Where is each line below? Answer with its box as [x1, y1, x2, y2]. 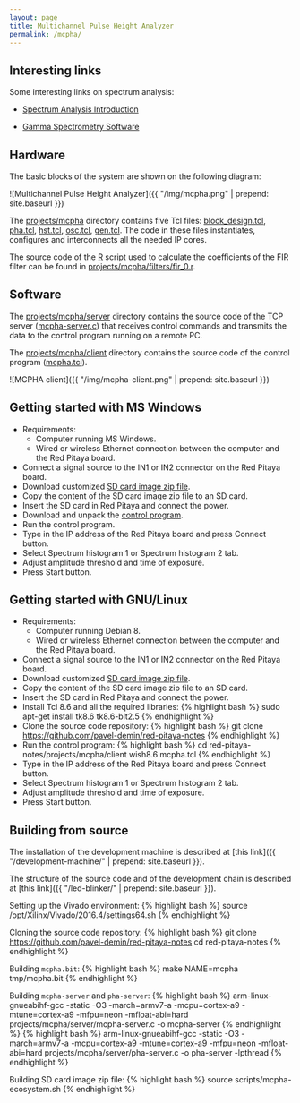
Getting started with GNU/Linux [9, 593, 188, 608]
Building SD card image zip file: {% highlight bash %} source [9, 1074, 233, 1085]
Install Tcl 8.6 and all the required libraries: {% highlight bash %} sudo [21, 702, 280, 713]
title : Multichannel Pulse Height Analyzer [9, 21, 175, 30]
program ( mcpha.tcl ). [9, 356, 88, 367]
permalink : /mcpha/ [9, 30, 82, 38]
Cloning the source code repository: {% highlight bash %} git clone [9, 928, 257, 938]
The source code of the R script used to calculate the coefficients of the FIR [9, 252, 289, 262]
